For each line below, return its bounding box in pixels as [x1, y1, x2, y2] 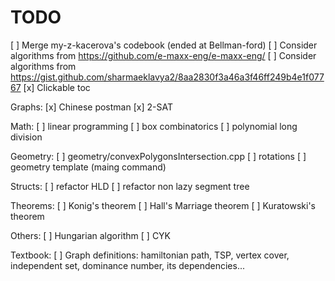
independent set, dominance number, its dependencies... [10, 259, 246, 271]
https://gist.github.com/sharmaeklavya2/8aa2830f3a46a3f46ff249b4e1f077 [10, 71, 325, 83]
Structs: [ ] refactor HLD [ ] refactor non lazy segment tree [10, 180, 250, 192]
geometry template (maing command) [10, 161, 167, 173]
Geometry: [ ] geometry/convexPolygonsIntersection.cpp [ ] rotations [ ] [10, 150, 307, 162]
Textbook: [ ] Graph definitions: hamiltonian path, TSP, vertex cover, [10, 249, 290, 261]
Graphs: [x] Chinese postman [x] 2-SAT [10, 101, 173, 113]
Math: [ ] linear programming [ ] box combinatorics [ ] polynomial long [10, 120, 298, 132]
